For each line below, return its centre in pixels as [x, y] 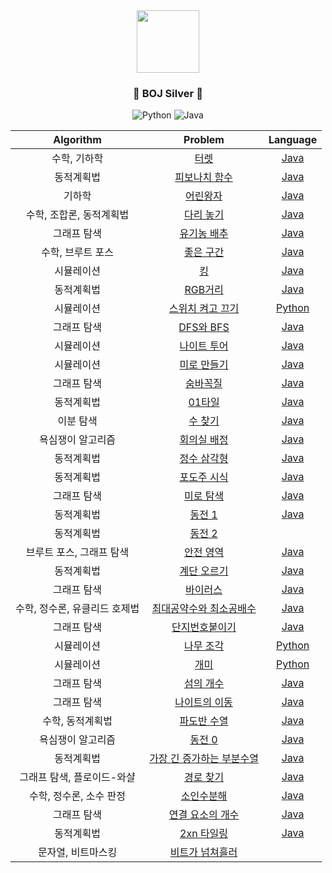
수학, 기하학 [77, 159]
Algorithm [77, 140]
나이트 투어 [204, 346]
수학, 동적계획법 [77, 721]
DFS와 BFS [204, 327]
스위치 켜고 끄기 [204, 309]
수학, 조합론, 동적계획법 [77, 215]
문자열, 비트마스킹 [77, 852]
